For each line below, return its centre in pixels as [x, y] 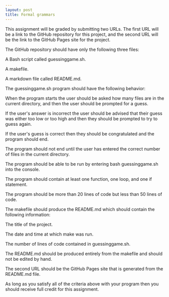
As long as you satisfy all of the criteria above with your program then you [82, 284]
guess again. [18, 124]
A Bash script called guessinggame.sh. [46, 59]
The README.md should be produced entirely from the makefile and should [84, 253]
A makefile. [17, 69]
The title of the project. [29, 224]
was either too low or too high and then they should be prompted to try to [81, 118]
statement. [16, 184]
